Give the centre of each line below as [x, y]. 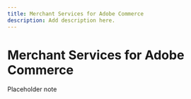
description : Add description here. [61, 20]
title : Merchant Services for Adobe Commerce [75, 14]
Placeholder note [32, 89]
